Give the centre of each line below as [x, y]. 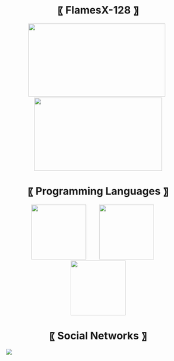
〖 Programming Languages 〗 [98, 191]
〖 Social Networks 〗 [98, 336]
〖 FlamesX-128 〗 [98, 10]
